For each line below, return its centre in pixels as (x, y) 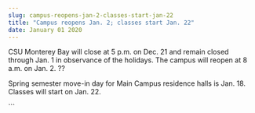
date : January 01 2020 (45, 30)
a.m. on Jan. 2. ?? (36, 69)
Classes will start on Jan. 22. (55, 92)
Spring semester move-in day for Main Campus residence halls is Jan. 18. (127, 83)
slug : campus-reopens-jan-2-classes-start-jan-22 (91, 15)
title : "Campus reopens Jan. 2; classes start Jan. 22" (101, 23)
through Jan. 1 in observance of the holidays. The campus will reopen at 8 (128, 60)
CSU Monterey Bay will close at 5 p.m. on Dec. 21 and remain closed (118, 52)
